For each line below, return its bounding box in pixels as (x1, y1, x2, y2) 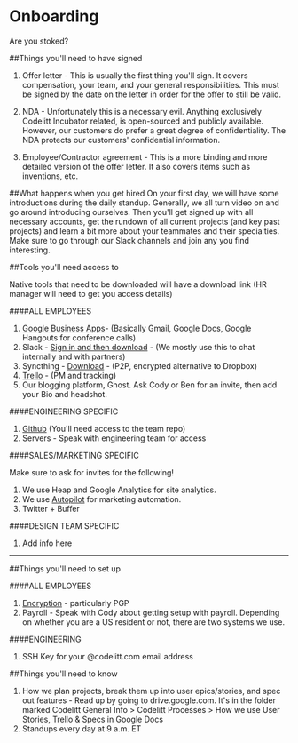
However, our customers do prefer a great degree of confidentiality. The (21, 124, 286, 135)
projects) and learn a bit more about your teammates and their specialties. (9, 225, 280, 236)
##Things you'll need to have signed (9, 52, 143, 63)
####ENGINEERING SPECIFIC (9, 406, 119, 417)
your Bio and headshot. (21, 388, 108, 399)
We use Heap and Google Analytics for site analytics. (21, 484, 217, 495)
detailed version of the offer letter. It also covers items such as (21, 161, 251, 172)
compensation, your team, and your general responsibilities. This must (21, 79, 279, 90)
